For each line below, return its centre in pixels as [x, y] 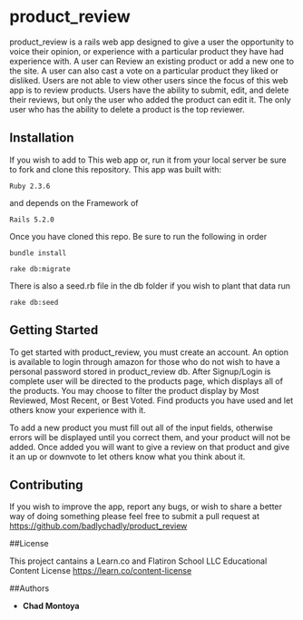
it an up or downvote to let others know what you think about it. [127, 457]
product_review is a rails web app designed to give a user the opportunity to [152, 42]
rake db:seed [34, 302]
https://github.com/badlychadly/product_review [98, 526]
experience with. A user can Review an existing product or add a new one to [152, 61]
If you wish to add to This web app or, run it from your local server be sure [148, 160]
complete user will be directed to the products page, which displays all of [147, 381]
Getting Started [54, 330]
